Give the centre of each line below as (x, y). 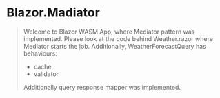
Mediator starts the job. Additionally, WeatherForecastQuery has (114, 46)
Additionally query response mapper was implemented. (102, 87)
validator (46, 74)
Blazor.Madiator (53, 13)
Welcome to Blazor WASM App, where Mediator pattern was (109, 32)
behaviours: (40, 53)
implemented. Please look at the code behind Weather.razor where (118, 38)
